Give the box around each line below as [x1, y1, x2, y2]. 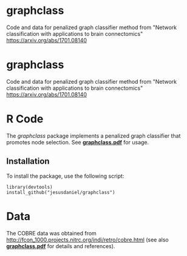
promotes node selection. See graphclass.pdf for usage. [6, 138, 149, 146]
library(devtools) [6, 184, 53, 190]
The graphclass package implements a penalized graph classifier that [6, 132, 181, 140]
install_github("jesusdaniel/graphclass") [6, 189, 115, 195]
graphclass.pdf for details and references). [6, 242, 115, 249]
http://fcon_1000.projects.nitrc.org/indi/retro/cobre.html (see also [6, 236, 169, 243]
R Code [6, 112, 44, 126]
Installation [6, 156, 50, 167]
